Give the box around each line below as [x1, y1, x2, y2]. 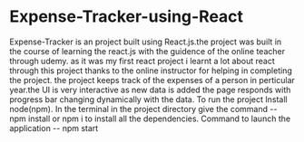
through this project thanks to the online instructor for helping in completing [9, 65, 292, 76]
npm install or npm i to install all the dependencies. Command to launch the [9, 113, 291, 124]
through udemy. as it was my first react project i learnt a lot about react [9, 55, 275, 66]
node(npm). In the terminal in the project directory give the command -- [9, 103, 278, 114]
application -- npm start [9, 122, 99, 133]
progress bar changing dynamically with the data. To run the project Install [9, 93, 288, 105]
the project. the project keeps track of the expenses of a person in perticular [9, 74, 295, 85]
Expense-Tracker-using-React [9, 6, 243, 27]
